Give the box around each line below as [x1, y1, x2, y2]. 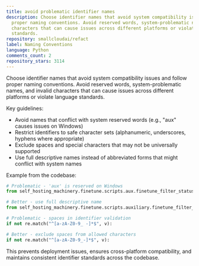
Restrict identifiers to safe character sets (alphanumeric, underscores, [14, 128, 186, 136]
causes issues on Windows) [14, 122, 84, 129]
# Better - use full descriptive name [6, 199, 102, 205]
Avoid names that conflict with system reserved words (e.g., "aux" [14, 116, 176, 123]
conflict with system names [14, 160, 82, 167]
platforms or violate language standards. [6, 93, 105, 100]
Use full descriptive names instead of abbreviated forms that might [14, 154, 178, 161]
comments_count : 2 [6, 53, 52, 59]
